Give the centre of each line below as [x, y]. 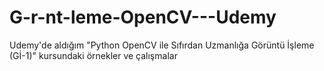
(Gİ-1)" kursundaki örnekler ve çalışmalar [93, 55]
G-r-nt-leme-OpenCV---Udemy [143, 17]
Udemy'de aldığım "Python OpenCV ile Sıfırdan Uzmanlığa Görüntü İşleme [162, 45]
